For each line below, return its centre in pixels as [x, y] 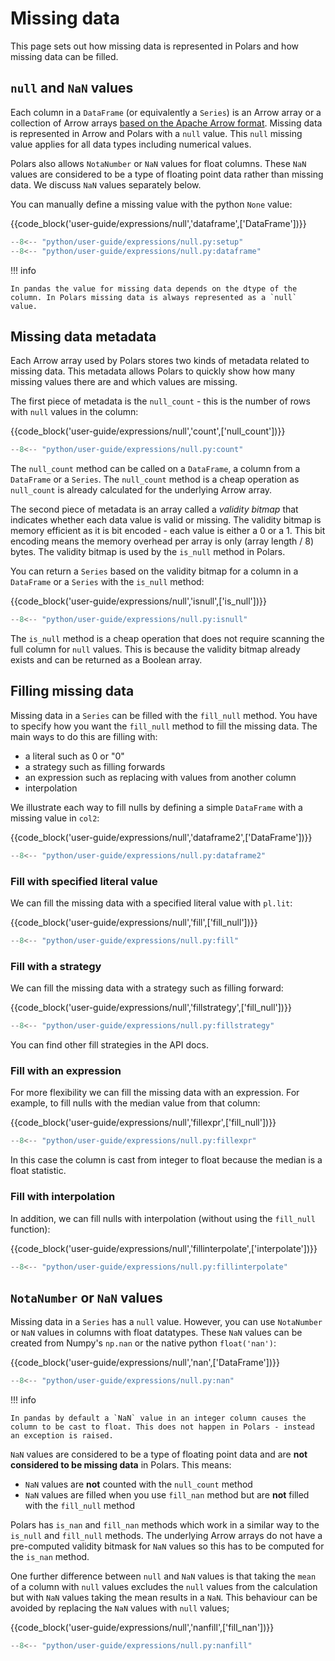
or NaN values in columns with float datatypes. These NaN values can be [156, 1333]
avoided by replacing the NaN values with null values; [120, 1608]
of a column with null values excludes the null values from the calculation [164, 1587]
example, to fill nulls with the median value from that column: [135, 1103]
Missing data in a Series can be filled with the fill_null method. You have [164, 715]
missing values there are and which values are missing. [124, 382]
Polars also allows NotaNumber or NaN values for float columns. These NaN [158, 163]
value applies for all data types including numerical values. [131, 144]
